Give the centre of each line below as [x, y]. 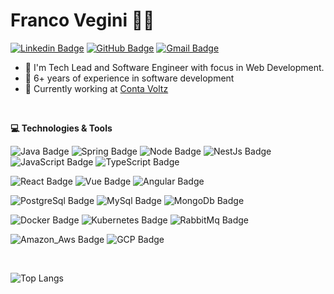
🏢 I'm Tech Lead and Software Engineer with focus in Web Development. [174, 67]
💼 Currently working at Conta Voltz [96, 88]
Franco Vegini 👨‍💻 [82, 20]
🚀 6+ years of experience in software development [129, 78]
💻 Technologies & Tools [61, 128]
